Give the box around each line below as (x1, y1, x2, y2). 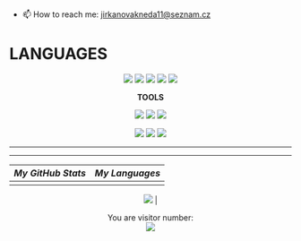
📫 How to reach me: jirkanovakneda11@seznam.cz (21, 9, 211, 20)
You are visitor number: (107, 211, 194, 223)
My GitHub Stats (13, 167, 87, 179)
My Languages (94, 167, 161, 179)
